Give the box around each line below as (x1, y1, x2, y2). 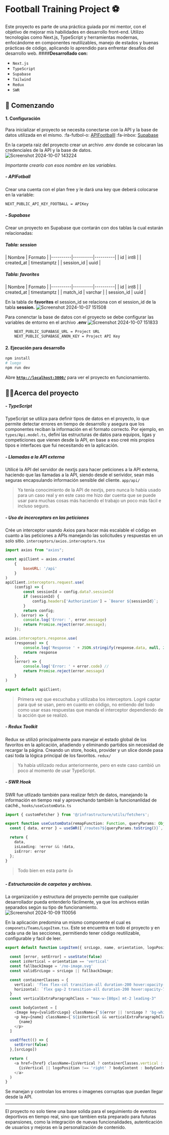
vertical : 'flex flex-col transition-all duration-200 (14, 982, 132, 987)
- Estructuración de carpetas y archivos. (5, 881, 93, 887)
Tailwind (12, 77, 31, 82)
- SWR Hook (5, 779, 31, 785)
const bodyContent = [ (10, 1005, 57, 1010)
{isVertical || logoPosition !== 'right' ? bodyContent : (18, 1065, 143, 1071)
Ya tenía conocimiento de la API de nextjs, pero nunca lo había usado (17, 487, 161, 493)
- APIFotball (5, 173, 31, 180)
